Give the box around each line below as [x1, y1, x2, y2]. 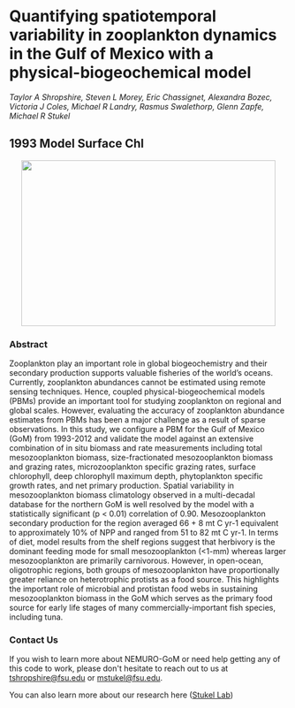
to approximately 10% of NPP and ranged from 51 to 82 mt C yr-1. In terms [9, 528, 279, 538]
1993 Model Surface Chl [9, 136, 144, 151]
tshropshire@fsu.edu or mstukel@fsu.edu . [9, 673, 163, 683]
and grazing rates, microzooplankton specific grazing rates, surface [9, 461, 256, 472]
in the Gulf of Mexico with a [9, 44, 214, 64]
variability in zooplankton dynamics [9, 25, 277, 45]
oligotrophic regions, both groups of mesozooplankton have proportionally [9, 565, 280, 575]
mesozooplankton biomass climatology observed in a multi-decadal [9, 490, 256, 500]
